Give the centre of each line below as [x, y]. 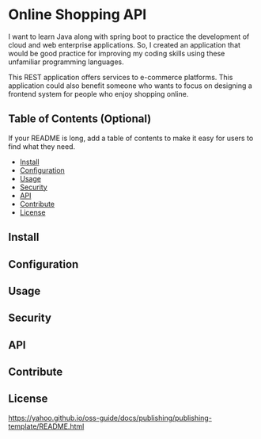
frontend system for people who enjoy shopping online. [98, 94]
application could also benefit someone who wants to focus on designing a [130, 86]
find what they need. [42, 146]
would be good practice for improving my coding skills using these [117, 53]
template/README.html [46, 426]
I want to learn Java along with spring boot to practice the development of [129, 36]
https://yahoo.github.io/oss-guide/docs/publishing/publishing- [110, 418]
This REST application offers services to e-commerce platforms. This [121, 77]
